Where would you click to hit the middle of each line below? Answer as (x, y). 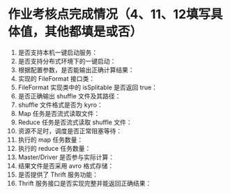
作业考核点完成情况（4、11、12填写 (109, 14)
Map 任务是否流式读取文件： (59, 113)
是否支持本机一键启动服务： (58, 52)
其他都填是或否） (94, 32)
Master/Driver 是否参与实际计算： (66, 157)
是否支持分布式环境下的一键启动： (67, 61)
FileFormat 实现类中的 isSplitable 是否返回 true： (88, 87)
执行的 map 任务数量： (51, 140)
